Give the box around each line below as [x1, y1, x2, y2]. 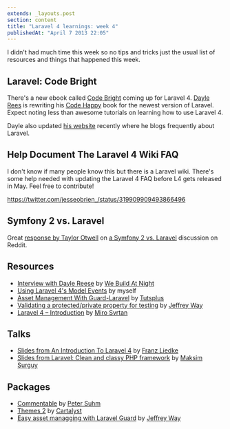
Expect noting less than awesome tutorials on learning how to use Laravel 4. [7, 108, 224, 117]
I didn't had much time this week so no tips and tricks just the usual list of [7, 48, 216, 56]
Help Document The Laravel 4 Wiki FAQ [7, 149, 179, 160]
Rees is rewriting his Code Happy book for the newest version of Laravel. [7, 101, 214, 109]
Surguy [17, 361, 38, 369]
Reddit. [7, 240, 28, 249]
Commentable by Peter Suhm [17, 399, 101, 408]
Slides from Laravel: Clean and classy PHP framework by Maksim [17, 354, 203, 362]
